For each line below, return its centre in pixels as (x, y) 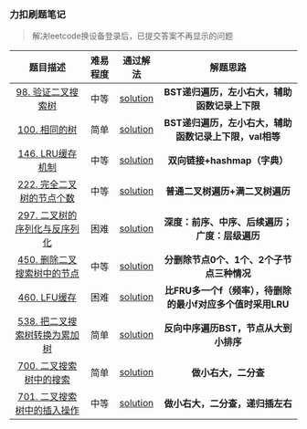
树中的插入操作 (47, 411)
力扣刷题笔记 (38, 14)
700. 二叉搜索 (48, 366)
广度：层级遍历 (228, 236)
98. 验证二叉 (43, 92)
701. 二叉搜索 (48, 397)
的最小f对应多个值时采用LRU (228, 305)
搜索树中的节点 (47, 274)
